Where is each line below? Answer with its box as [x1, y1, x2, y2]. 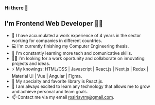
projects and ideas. [11, 61, 51, 66]
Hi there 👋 [4, 4, 29, 11]
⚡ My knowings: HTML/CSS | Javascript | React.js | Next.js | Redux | [11, 66, 149, 72]
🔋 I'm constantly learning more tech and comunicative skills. [11, 50, 132, 56]
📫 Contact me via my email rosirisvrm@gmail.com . [11, 94, 115, 100]
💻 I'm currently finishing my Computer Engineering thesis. [11, 43, 129, 49]
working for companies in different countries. [11, 38, 103, 43]
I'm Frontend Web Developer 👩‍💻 [4, 20, 103, 28]
